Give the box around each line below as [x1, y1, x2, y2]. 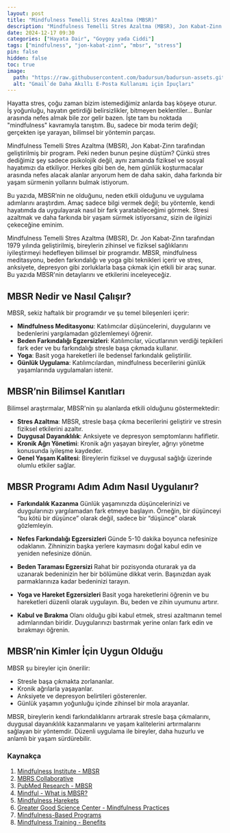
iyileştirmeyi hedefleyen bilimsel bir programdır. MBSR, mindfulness [7, 249, 197, 257]
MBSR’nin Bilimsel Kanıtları [7, 386, 125, 397]
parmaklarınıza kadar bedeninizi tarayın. [16, 577, 130, 585]
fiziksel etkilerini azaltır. [16, 424, 84, 433]
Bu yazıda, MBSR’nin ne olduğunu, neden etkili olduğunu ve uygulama [7, 192, 204, 200]
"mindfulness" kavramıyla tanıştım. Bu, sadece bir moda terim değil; [7, 121, 199, 129]
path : [13, 74, 29, 81]
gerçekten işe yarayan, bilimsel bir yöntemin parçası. [7, 129, 156, 137]
